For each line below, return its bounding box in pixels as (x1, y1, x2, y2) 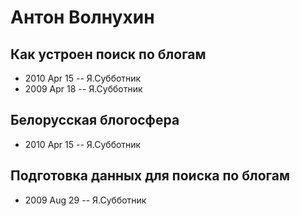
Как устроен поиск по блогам (10, 46, 207, 63)
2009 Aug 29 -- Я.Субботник (24, 194, 147, 206)
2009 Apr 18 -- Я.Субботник (24, 83, 143, 95)
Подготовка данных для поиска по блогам (10, 167, 290, 185)
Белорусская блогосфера (10, 112, 180, 129)
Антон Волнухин (10, 6, 155, 29)
